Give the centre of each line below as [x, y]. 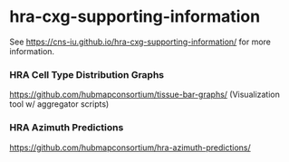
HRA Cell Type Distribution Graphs [87, 74]
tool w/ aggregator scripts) [59, 104]
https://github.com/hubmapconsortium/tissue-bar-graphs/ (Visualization [145, 95]
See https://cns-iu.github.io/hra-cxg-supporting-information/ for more [140, 42]
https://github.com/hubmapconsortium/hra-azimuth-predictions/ [130, 148]
